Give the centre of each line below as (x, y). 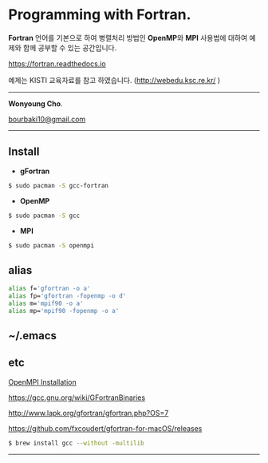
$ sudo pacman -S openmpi (51, 245)
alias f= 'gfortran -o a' (49, 289)
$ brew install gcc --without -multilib (77, 443)
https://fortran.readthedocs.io (57, 63)
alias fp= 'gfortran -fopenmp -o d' (67, 296)
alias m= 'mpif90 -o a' (46, 303)
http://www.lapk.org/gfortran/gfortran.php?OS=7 (89, 413)
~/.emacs (33, 336)
